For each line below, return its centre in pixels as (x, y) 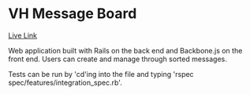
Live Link (23, 35)
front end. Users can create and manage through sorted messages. (118, 59)
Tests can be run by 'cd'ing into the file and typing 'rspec (101, 74)
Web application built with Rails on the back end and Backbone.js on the (125, 50)
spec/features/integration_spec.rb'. (65, 82)
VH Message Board (73, 14)
